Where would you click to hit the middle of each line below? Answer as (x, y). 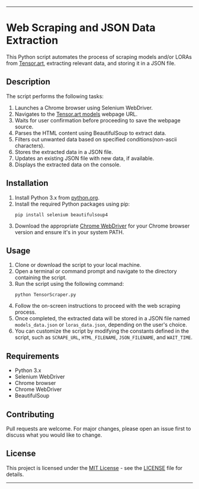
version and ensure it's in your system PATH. (69, 232)
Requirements (33, 356)
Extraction (32, 41)
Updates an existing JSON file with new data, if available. (84, 158)
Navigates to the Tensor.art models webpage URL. (76, 114)
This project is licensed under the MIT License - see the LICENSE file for (94, 468)
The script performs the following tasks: (55, 96)
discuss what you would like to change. (54, 435)
